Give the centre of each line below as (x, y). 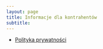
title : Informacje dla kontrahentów (51, 17)
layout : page (22, 12)
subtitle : (18, 23)
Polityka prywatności (40, 40)
